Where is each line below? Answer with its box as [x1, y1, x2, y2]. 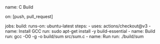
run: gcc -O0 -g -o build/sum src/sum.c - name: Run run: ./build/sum [5, 34, 144, 39]
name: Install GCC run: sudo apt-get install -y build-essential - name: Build [5, 28, 156, 34]
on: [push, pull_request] [5, 14, 53, 19]
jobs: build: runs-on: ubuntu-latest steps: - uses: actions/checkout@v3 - [5, 23, 151, 29]
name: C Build [5, 4, 33, 10]
